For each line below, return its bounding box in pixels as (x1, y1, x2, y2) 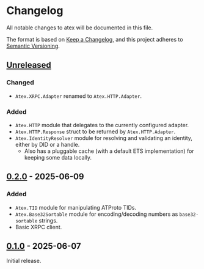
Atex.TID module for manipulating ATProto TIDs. (15, 204, 137, 211)
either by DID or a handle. (15, 141, 80, 148)
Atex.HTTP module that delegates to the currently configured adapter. (15, 121, 189, 128)
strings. (38, 216, 58, 224)
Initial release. (6, 257, 42, 265)
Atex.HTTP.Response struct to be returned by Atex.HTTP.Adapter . (15, 128, 176, 135)
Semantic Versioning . (6, 42, 60, 50)
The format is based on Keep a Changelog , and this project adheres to (6, 35, 183, 43)
